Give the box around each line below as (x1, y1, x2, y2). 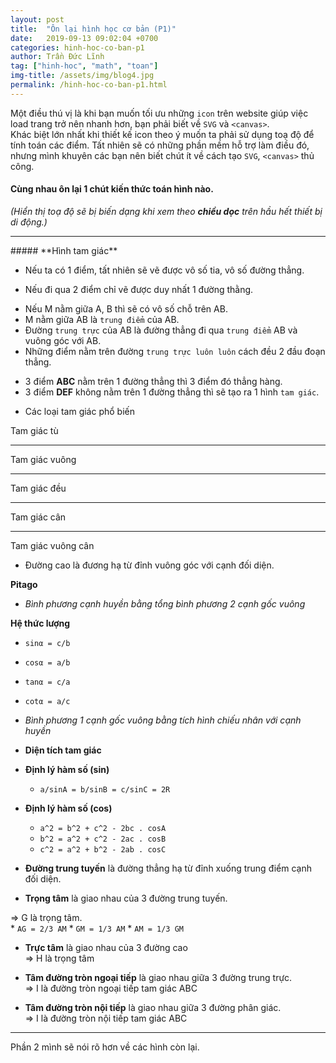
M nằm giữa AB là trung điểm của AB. (24, 313, 180, 325)
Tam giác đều (10, 482, 67, 494)
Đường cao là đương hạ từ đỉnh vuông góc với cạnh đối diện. (24, 559, 275, 571)
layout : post (10, 14, 65, 25)
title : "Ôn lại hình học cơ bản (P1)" (10, 24, 177, 34)
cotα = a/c (24, 696, 71, 706)
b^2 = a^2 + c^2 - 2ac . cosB (39, 834, 167, 844)
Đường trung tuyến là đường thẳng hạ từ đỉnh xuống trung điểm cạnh (24, 862, 312, 874)
